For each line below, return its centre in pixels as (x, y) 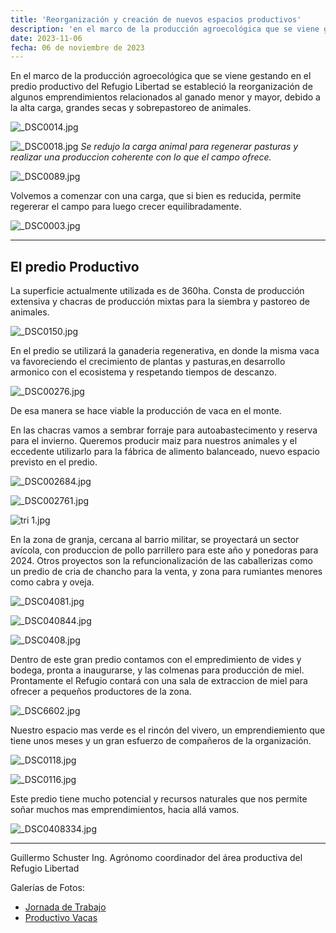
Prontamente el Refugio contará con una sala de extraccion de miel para (159, 681)
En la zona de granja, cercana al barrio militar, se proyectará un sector (155, 540)
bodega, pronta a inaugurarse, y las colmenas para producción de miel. (157, 670)
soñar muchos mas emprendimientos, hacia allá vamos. (125, 810)
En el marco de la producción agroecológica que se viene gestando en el (161, 76)
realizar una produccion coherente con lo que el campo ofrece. (141, 157)
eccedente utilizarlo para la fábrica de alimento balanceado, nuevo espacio (165, 452)
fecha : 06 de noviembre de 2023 (77, 47)
